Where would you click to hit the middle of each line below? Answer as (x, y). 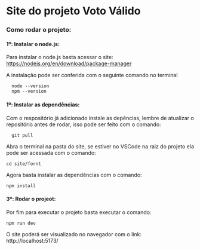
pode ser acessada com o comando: (51, 153)
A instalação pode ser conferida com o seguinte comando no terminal (92, 75)
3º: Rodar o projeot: (31, 199)
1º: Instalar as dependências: (43, 104)
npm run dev (21, 223)
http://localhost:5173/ (32, 240)
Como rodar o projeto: (39, 30)
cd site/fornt (24, 164)
